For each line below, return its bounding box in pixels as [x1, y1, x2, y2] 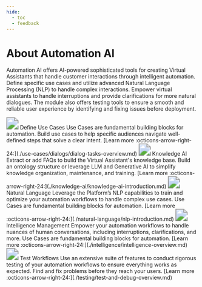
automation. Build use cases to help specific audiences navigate [6, 130, 167, 137]
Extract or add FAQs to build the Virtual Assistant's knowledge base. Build [6, 156, 191, 164]
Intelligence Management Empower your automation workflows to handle [6, 222, 189, 229]
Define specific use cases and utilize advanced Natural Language [6, 80, 170, 87]
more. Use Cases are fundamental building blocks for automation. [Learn [6, 235, 189, 242]
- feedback [12, 20, 39, 26]
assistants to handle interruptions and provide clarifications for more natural [6, 92, 196, 100]
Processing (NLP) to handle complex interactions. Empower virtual [6, 86, 172, 93]
